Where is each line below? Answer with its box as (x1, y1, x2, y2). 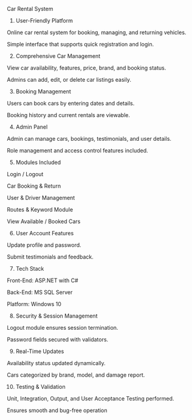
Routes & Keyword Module (7, 206, 74, 213)
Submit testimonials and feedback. (7, 253, 94, 260)
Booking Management (15, 88, 72, 95)
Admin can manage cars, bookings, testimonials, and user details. (7, 135, 172, 142)
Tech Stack (15, 265, 44, 272)
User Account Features (15, 230, 74, 237)
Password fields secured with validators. (7, 336, 109, 343)
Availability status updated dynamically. (7, 360, 106, 366)
